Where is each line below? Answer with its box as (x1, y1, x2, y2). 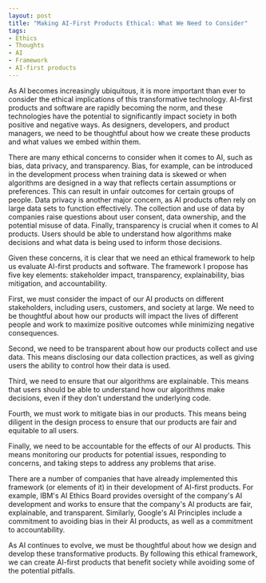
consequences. (8, 328, 60, 337)
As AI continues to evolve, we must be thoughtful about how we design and (8, 540, 257, 549)
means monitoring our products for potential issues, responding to (8, 449, 227, 459)
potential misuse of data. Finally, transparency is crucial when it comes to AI (8, 220, 259, 230)
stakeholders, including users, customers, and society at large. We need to (8, 302, 255, 312)
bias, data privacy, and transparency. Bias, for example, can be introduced (8, 161, 253, 171)
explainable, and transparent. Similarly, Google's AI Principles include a (8, 508, 242, 517)
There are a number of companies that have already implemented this (8, 473, 238, 483)
